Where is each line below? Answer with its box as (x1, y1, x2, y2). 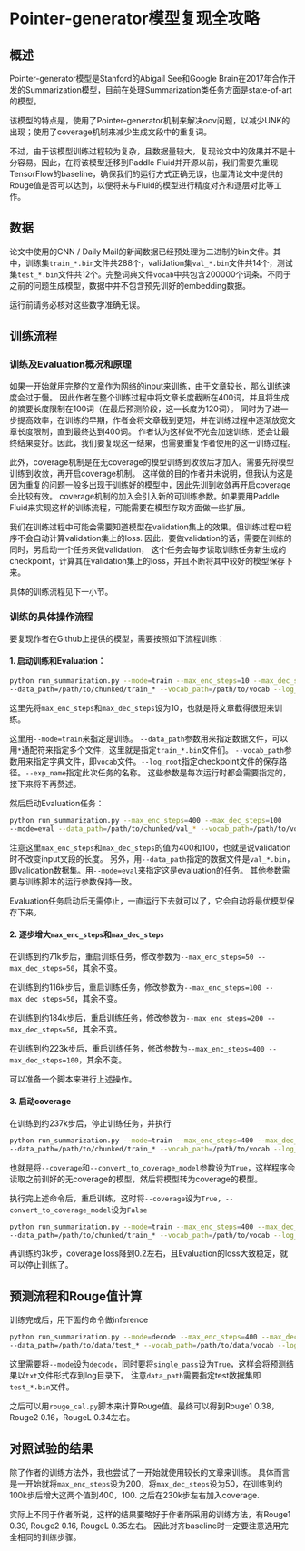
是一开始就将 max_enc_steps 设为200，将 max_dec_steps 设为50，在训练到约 (9, 1477, 283, 1489)
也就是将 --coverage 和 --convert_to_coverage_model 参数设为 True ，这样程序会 (9, 1161, 296, 1172)
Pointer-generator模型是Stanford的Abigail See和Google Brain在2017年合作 (9, 74, 288, 84)
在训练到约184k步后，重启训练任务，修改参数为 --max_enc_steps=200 (9, 1012, 264, 1022)
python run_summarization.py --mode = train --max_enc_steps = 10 (9, 677, 250, 686)
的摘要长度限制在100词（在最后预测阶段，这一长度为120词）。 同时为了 (9, 403, 273, 414)
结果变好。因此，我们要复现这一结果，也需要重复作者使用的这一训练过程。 (16, 437, 296, 448)
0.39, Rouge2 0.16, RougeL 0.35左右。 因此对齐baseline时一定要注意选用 (9, 1520, 281, 1531)
